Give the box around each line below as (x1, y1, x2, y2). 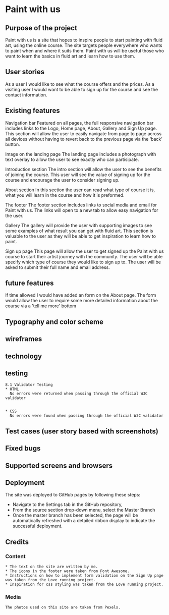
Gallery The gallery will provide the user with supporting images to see (5, 222, 152, 228)
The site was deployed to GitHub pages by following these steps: (5, 492, 140, 498)
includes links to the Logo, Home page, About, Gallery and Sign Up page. (5, 125, 157, 131)
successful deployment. (12, 523, 63, 529)
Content (5, 552, 26, 560)
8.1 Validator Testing (5, 382, 53, 387)
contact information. (5, 92, 47, 98)
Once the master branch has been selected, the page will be (12, 512, 138, 518)
